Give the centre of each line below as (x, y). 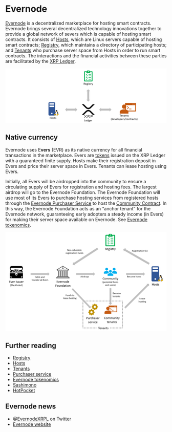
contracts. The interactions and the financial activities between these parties (86, 56)
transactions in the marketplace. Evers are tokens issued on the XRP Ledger (85, 155)
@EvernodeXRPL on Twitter (42, 419)
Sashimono (25, 385)
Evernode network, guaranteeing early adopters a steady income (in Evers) (84, 214)
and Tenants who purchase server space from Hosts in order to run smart (83, 50)
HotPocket (24, 390)
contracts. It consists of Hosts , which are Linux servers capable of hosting (84, 39)
